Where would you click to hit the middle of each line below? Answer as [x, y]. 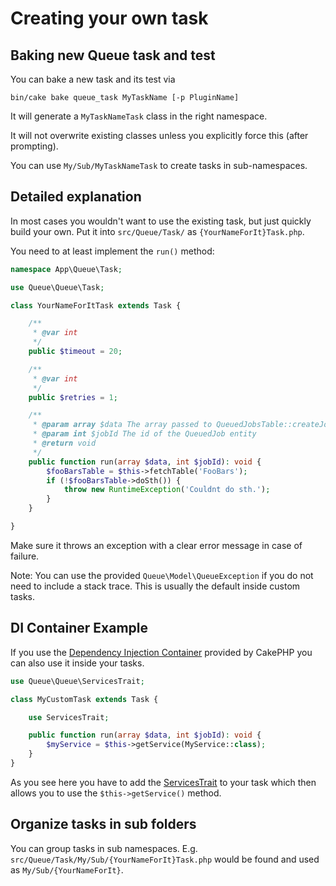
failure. [25, 556]
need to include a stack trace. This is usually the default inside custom [155, 586]
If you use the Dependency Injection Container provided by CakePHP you [161, 652]
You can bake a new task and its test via [93, 79]
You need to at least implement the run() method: [112, 251]
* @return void [64, 443]
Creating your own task [109, 18]
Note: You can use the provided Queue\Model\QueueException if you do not [162, 575]
